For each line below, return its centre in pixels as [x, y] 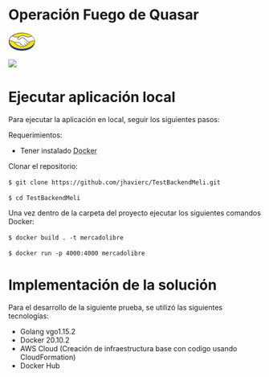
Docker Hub [40, 365]
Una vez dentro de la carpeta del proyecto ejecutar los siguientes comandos [134, 213]
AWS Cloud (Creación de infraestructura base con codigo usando [128, 348]
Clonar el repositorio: [43, 166]
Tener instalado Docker [59, 150]
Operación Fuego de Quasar [104, 15]
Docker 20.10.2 [45, 340]
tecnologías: [29, 316]
